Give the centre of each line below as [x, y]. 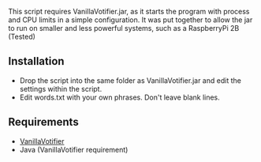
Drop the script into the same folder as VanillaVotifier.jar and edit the [130, 80]
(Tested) [22, 36]
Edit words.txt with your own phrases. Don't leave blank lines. [120, 97]
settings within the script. [61, 89]
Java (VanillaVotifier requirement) [74, 149]
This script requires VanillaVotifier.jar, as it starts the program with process [129, 11]
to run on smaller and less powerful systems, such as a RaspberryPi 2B [124, 28]
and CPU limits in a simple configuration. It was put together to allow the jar [130, 20]
